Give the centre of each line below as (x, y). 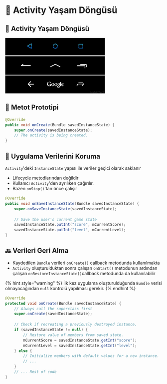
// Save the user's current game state (56, 219)
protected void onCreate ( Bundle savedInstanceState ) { (63, 303)
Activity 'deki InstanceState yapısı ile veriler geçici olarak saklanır (73, 168)
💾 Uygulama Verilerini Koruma (53, 156)
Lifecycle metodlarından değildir (45, 178)
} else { (23, 351)
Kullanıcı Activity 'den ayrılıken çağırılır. (53, 183)
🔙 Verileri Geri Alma (37, 251)
